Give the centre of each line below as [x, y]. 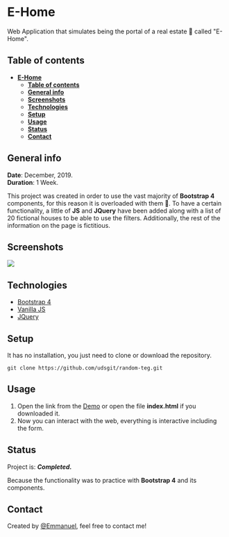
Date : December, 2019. [40, 175]
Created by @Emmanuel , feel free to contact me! [77, 526]
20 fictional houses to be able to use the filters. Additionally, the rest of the [114, 218]
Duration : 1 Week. [33, 182]
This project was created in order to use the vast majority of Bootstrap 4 [111, 196]
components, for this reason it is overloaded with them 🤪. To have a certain [114, 203]
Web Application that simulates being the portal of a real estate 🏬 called [109, 31]
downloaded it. [39, 413]
